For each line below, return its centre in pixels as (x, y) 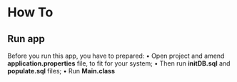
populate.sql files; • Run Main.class (61, 71)
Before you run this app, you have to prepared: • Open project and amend (116, 56)
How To (30, 12)
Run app (26, 39)
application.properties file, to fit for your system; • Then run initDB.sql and (119, 63)
